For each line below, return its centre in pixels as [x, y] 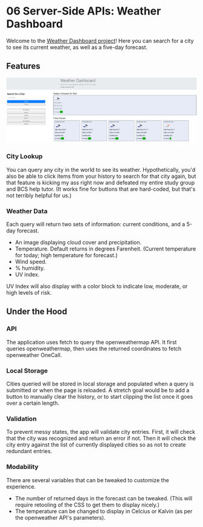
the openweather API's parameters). [60, 517]
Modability [22, 467]
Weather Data [27, 211]
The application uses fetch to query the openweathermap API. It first [92, 342]
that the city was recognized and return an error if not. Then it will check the [101, 438]
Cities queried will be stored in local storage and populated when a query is [100, 384]
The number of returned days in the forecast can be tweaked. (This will [104, 498]
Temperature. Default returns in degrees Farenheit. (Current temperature [105, 249]
